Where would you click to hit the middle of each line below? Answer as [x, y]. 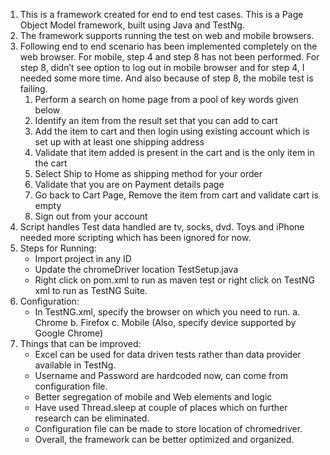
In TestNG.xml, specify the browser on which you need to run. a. [167, 312]
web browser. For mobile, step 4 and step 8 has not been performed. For [169, 57]
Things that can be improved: [80, 343]
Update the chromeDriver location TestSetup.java [136, 269]
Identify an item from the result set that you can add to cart [156, 120]
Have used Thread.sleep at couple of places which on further [161, 407]
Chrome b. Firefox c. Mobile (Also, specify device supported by [165, 322]
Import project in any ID [83, 258]
